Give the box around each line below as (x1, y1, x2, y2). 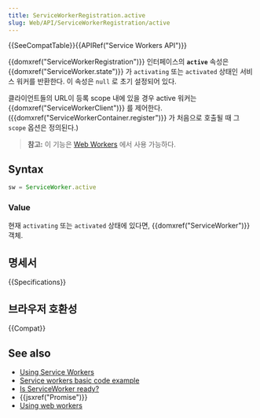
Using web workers (19, 401, 82, 410)
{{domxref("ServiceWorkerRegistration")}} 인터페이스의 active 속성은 (8, 57, 229, 66)
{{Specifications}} (8, 277, 67, 287)
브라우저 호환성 (8, 302, 78, 316)
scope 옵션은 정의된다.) (8, 123, 79, 132)
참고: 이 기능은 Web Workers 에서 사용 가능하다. (27, 139, 177, 149)
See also (8, 346, 51, 360)
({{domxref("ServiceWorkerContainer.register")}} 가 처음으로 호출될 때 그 (8, 113, 240, 122)
